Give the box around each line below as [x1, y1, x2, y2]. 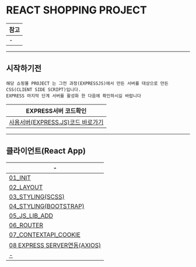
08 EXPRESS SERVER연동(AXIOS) [9, 241, 101, 249]
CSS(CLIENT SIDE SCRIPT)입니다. [6, 86, 81, 92]
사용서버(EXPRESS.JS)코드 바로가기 [9, 118, 104, 126]
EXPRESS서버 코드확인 [26, 106, 87, 115]
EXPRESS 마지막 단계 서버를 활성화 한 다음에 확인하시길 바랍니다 [6, 93, 141, 99]
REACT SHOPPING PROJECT [6, 4, 147, 17]
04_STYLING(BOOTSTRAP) [9, 202, 85, 210]
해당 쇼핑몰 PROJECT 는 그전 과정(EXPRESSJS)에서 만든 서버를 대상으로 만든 [6, 80, 169, 86]
